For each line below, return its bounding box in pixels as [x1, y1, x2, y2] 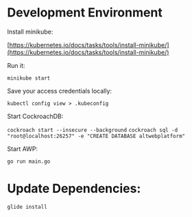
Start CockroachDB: [7, 112, 64, 120]
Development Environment [7, 5, 163, 21]
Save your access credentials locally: [7, 87, 112, 95]
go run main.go [7, 158, 51, 165]
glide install [7, 203, 48, 210]
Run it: [7, 61, 25, 69]
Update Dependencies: [7, 181, 141, 196]
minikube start [7, 74, 51, 82]
